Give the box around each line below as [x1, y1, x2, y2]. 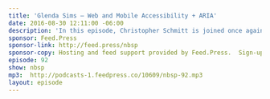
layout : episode [8, 78, 63, 86]
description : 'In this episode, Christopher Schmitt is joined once [8, 26, 243, 34]
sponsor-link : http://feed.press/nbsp [8, 42, 138, 49]
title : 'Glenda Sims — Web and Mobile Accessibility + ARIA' [8, 11, 218, 20]
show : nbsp [8, 64, 45, 72]
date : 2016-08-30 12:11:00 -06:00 [8, 19, 125, 27]
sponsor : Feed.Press [8, 34, 78, 42]
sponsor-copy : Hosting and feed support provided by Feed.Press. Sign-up [8, 49, 264, 57]
